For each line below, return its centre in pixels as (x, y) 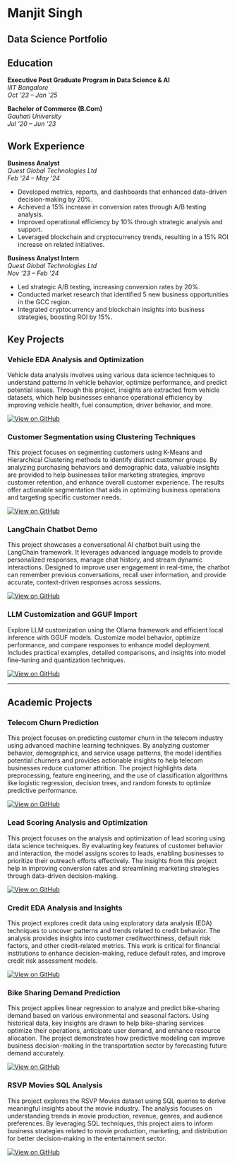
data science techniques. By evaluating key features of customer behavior (115, 845)
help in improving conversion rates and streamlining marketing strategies (113, 868)
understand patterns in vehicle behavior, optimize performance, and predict (117, 382)
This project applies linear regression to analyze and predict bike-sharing (114, 1008)
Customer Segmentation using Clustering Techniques (102, 436)
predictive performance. (42, 791)
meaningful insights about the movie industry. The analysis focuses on (110, 1108)
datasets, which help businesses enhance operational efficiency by (105, 397)
